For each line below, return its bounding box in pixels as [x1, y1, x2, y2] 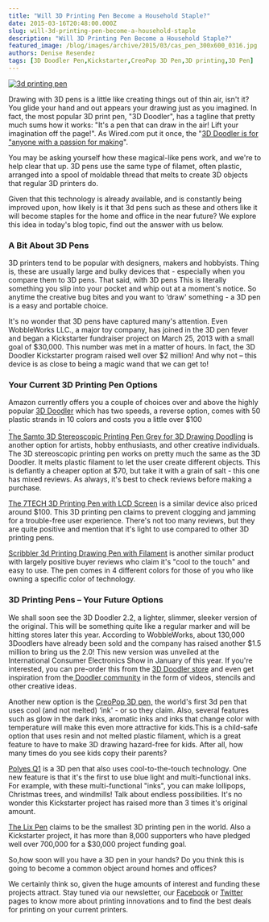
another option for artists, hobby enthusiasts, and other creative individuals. [8, 440, 260, 450]
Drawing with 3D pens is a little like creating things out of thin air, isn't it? [8, 94, 250, 104]
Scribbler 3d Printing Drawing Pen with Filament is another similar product [8, 548, 255, 558]
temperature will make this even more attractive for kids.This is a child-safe [8, 722, 258, 732]
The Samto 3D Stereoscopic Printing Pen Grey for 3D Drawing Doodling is [8, 432, 254, 441]
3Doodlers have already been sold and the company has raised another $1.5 [8, 638, 262, 648]
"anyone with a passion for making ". [8, 137, 129, 147]
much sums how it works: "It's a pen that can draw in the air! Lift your [8, 120, 239, 130]
